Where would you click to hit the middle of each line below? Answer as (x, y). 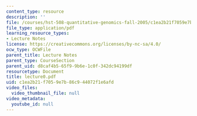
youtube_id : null (33, 104)
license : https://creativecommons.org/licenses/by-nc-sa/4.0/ (84, 45)
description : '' (26, 17)
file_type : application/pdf (40, 28)
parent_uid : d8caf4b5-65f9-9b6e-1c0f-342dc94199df (69, 66)
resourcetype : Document (35, 71)
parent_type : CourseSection (40, 60)
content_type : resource (35, 11)
